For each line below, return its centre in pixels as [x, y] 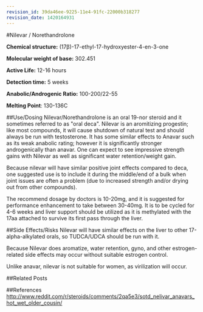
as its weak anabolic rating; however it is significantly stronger [84, 143]
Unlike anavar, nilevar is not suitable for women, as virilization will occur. [97, 266]
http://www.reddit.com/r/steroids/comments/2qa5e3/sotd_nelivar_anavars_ [101, 296]
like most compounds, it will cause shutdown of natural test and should [95, 130]
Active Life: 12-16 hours [36, 70]
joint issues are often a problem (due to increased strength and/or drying [97, 180]
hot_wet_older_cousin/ [34, 303]
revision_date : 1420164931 [40, 18]
